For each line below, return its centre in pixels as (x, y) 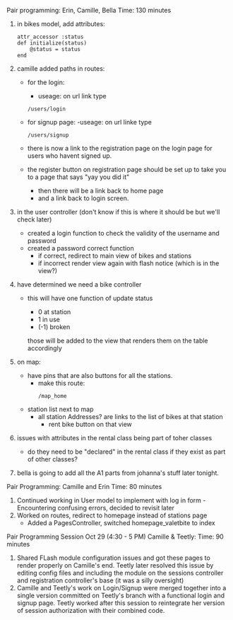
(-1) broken (54, 327)
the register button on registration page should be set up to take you (127, 170)
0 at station (54, 312)
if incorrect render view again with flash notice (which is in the (129, 263)
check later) (34, 219)
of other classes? (53, 459)
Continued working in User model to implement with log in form (109, 500)
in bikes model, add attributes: (61, 24)
